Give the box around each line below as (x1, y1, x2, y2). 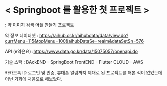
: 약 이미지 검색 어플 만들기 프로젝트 (5, 22, 74, 28)
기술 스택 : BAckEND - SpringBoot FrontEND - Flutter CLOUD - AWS (5, 59, 143, 65)
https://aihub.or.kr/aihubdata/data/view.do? (39, 32, 129, 38)
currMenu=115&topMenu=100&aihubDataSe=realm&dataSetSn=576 (5, 38, 144, 44)
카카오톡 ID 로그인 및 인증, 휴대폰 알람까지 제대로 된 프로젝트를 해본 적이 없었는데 (5, 69, 163, 75)
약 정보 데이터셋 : (5, 32, 39, 38)
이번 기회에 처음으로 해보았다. (5, 76, 63, 82)
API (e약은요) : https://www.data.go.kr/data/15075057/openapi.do (5, 48, 138, 54)
